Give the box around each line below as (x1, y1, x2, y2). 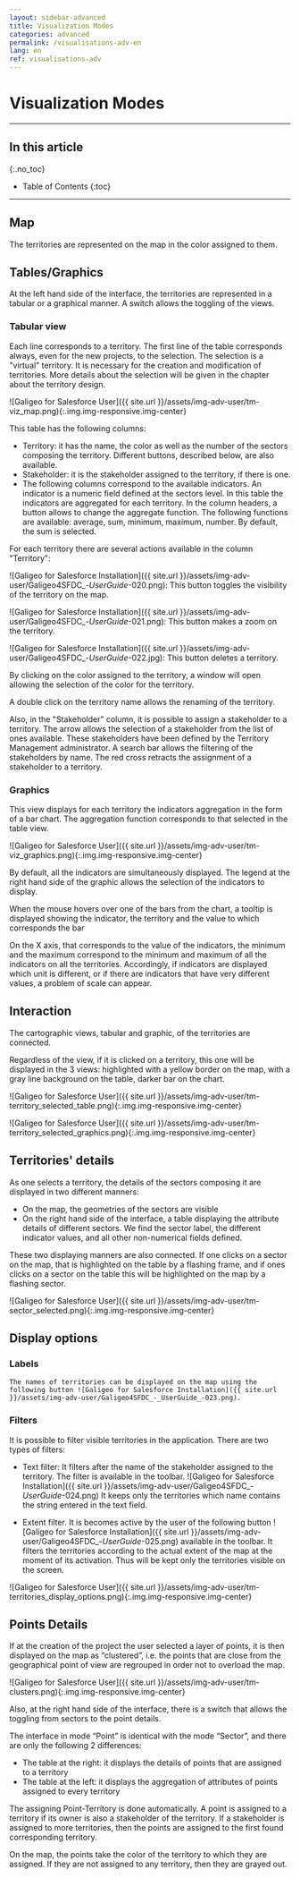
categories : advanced (9, 30, 90, 38)
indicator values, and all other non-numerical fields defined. (21, 1232, 243, 1243)
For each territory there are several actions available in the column (9, 543, 254, 554)
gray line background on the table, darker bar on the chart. (9, 1073, 225, 1083)
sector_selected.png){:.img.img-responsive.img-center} (9, 1304, 215, 1315)
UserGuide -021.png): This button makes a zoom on (88, 616, 278, 626)
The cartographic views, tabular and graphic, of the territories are (9, 1027, 251, 1038)
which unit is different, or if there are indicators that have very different (9, 968, 270, 979)
